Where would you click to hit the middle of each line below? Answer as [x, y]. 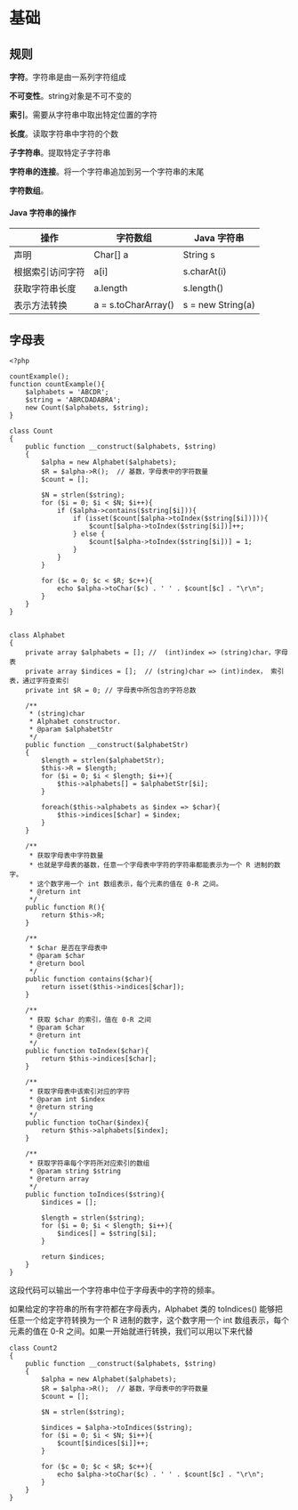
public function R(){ [65, 908]
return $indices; [73, 1257]
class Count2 [33, 1348]
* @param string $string [75, 1172]
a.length [111, 288]
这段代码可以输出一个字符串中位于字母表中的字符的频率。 [114, 1290]
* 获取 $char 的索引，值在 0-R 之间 [90, 1020]
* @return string [61, 1108]
